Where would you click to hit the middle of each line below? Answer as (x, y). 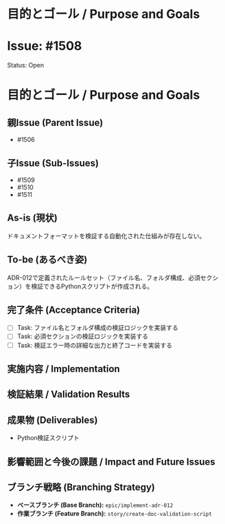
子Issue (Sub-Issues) (53, 163)
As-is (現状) (33, 218)
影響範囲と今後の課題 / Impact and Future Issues (111, 462)
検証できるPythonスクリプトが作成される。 (92, 286)
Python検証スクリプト (48, 438)
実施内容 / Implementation (63, 369)
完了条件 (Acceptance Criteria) (74, 310)
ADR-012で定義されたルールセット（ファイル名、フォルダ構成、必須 (104, 277)
